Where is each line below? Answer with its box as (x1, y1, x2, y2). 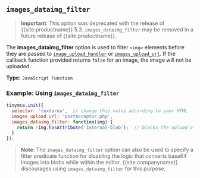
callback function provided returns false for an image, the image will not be (6, 56, 192, 63)
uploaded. (6, 62, 31, 69)
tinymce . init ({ (6, 103, 44, 109)
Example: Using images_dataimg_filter (6, 89, 120, 97)
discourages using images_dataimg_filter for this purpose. (20, 165, 166, 172)
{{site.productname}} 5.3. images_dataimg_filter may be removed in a (20, 26, 193, 33)
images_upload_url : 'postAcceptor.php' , (11, 113, 113, 119)
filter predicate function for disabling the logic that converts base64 (20, 152, 187, 160)
